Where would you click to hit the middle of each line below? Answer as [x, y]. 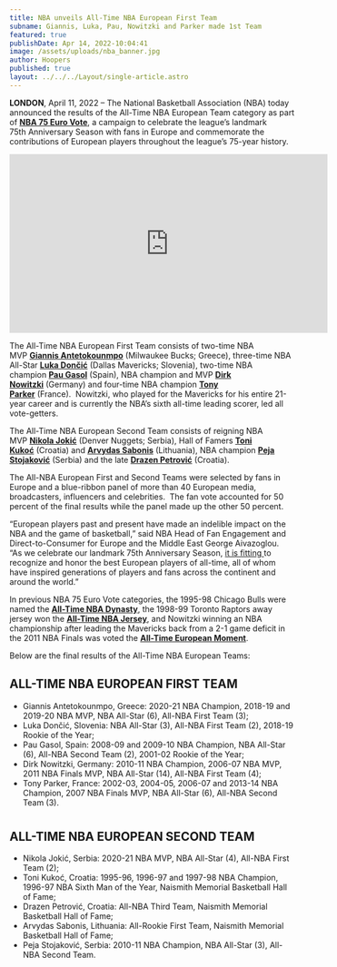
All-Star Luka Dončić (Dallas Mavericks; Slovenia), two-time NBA [131, 365]
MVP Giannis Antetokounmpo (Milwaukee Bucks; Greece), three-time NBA [150, 355]
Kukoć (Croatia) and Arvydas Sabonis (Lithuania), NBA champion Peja [142, 449]
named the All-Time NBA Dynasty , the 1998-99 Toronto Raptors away [141, 608]
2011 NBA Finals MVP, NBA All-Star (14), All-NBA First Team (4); [142, 774]
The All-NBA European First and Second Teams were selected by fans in [145, 477]
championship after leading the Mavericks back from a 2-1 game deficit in [148, 628]
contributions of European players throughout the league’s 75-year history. [149, 141]
